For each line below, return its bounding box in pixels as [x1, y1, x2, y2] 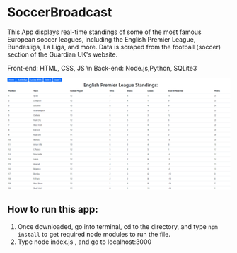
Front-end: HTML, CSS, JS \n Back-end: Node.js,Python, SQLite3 [7, 64, 197, 72]
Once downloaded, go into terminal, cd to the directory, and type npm [17, 222, 218, 230]
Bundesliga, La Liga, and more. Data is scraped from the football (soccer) [7, 42, 221, 51]
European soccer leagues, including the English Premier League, [7, 35, 196, 43]
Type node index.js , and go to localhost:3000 [17, 237, 152, 246]
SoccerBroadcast [7, 4, 112, 20]
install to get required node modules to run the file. [17, 230, 171, 238]
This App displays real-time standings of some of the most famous [7, 28, 202, 36]
